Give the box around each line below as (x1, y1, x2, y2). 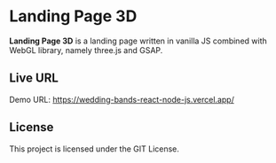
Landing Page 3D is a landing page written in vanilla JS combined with (9, 35, 268, 46)
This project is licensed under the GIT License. (9, 144, 180, 154)
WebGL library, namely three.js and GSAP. (9, 44, 163, 55)
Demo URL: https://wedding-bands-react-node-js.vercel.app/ (9, 94, 235, 105)
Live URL (9, 71, 59, 86)
